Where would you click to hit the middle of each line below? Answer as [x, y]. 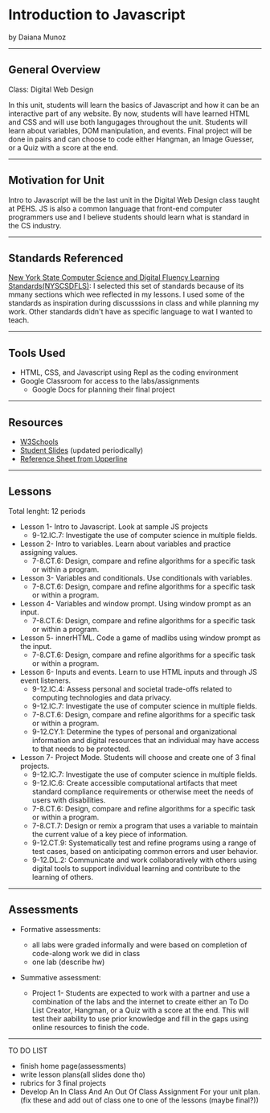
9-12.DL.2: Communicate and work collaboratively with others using [144, 860]
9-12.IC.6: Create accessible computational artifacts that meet [135, 782]
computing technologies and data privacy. [102, 697]
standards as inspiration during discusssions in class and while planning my [134, 303]
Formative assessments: [60, 929]
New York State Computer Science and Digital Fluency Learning [114, 277]
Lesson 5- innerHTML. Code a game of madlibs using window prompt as [140, 638]
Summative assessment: [61, 977]
